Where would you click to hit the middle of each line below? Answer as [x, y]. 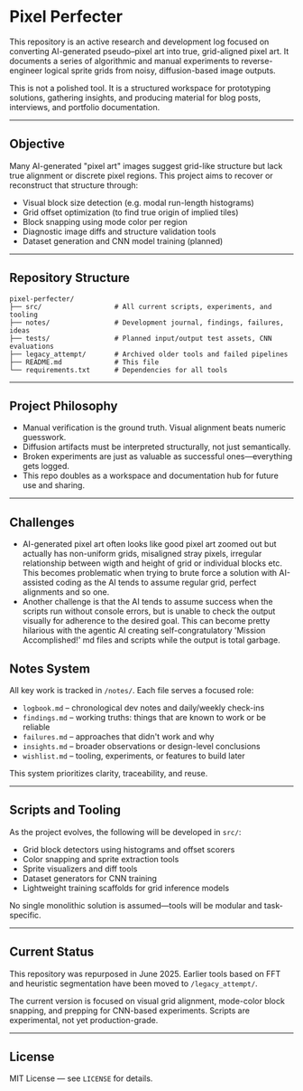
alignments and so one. [66, 592]
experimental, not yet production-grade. [84, 1020]
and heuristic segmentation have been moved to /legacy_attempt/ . [134, 983]
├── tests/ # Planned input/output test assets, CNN [141, 338]
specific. [26, 915]
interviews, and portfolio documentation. [85, 107]
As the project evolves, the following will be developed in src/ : [125, 832]
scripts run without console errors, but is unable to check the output [149, 611]
